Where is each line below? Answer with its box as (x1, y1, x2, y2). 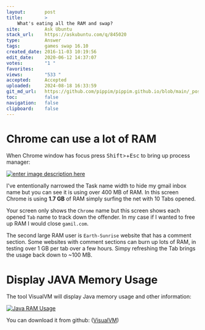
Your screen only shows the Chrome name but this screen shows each (6, 207, 181, 215)
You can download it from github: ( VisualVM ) (6, 317, 119, 324)
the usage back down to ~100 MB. (6, 251, 93, 258)
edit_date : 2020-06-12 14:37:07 (6, 54, 97, 61)
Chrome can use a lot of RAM (6, 132, 157, 145)
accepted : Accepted (6, 77, 67, 83)
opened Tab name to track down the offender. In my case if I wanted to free (6, 213, 195, 221)
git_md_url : (6, 89, 37, 95)
